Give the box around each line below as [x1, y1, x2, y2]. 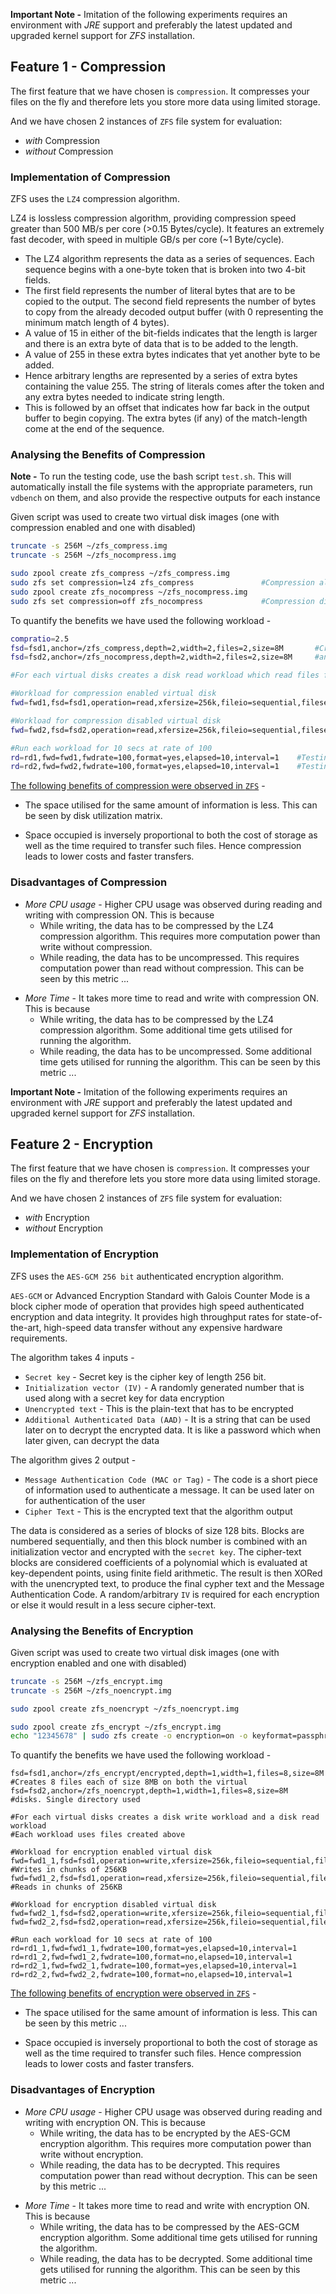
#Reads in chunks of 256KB [10, 1882, 123, 1893]
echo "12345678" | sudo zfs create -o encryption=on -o [10, 1731, 248, 1741]
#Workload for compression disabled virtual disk [10, 715, 222, 726]
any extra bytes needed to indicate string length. [24, 391, 225, 403]
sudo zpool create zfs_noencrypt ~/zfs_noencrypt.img [10, 1704, 240, 1714]
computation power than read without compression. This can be [39, 962, 305, 974]
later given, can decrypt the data [24, 1434, 160, 1446]
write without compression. [39, 940, 153, 953]
